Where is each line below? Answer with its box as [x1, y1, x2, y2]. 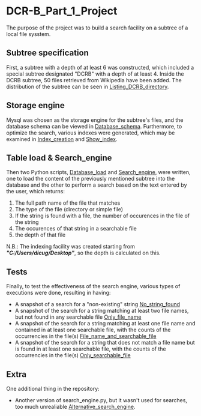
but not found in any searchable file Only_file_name [14, 313, 142, 321]
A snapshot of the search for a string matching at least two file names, [14, 307, 189, 315]
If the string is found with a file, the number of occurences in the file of [14, 212, 190, 220]
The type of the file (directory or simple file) [14, 206, 124, 213]
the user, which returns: [6, 188, 65, 195]
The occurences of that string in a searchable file [14, 225, 137, 232]
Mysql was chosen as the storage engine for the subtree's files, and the [6, 116, 184, 124]
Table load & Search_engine [6, 152, 112, 163]
